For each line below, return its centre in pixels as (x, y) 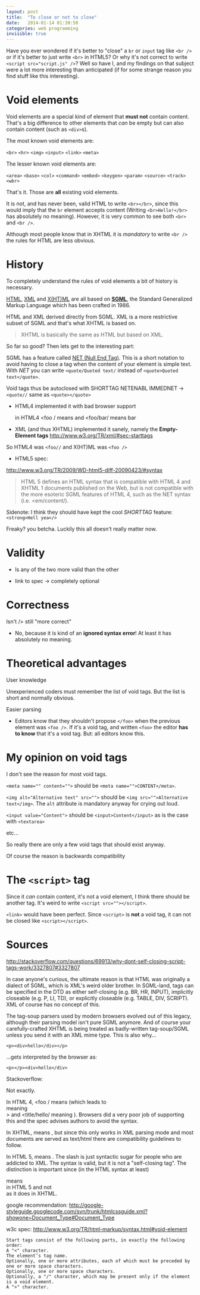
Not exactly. (21, 1090)
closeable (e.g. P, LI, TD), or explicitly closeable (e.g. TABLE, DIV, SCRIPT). (98, 998)
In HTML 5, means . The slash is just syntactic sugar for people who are (94, 1156)
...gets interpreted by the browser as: (51, 1057)
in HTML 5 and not (29, 1187)
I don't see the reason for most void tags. (57, 774)
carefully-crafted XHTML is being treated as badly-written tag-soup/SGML (98, 1028)
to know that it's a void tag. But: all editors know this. (80, 734)
